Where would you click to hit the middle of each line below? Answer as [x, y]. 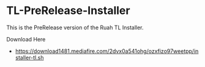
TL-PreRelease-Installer [68, 11]
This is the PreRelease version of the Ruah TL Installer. [75, 27]
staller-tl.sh [29, 57]
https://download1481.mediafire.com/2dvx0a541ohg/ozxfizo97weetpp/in [107, 51]
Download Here [26, 39]
